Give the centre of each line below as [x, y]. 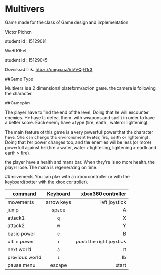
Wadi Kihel [16, 51]
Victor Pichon [19, 32]
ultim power [21, 241]
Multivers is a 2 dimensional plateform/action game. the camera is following [80, 88]
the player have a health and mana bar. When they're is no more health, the [80, 162]
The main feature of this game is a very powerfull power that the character [79, 132]
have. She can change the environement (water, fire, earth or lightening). [77, 137]
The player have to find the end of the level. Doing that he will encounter [77, 112]
